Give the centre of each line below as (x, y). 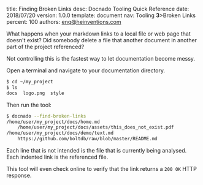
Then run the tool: (29, 105)
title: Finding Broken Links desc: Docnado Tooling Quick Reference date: (98, 9)
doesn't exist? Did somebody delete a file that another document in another (102, 40)
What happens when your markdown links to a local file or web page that (99, 34)
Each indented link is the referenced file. (57, 157)
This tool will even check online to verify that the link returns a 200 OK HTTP (102, 169)
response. (19, 175)
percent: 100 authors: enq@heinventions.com (64, 22)
